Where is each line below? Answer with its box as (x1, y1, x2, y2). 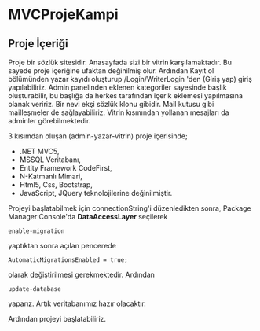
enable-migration (8, 227, 65, 235)
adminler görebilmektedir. (8, 116, 91, 125)
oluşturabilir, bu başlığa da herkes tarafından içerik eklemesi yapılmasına (8, 91, 244, 100)
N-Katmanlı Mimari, (19, 171, 82, 181)
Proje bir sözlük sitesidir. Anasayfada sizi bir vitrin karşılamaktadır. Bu (8, 57, 233, 67)
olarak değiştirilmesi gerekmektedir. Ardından (8, 270, 156, 279)
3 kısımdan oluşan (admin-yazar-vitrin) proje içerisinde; (8, 131, 188, 141)
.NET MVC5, (19, 147, 60, 156)
